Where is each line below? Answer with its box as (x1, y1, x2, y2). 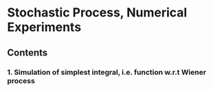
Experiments (7, 19, 82, 35)
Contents (7, 47, 48, 58)
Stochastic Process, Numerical (7, 5, 188, 21)
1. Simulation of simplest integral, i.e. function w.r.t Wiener (7, 67, 207, 77)
